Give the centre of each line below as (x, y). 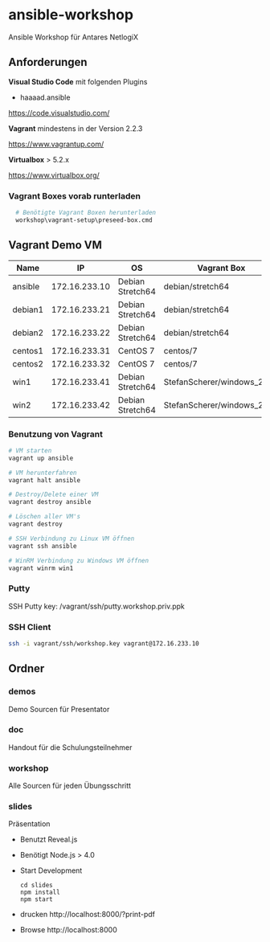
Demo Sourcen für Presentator (59, 709)
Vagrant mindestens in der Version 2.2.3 (76, 128)
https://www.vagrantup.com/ (56, 144)
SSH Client (30, 627)
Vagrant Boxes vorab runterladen (74, 196)
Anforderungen (48, 62)
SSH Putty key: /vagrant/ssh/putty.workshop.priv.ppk (96, 606)
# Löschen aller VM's (45, 517)
